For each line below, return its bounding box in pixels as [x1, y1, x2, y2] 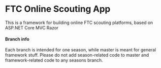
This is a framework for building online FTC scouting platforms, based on [5, 20, 153, 25]
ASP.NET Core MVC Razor [5, 24, 59, 30]
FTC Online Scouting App [5, 3, 111, 15]
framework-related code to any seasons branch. [5, 57, 103, 63]
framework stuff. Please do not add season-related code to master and [5, 52, 149, 58]
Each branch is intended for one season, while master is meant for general [5, 47, 156, 53]
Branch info [5, 36, 30, 42]
